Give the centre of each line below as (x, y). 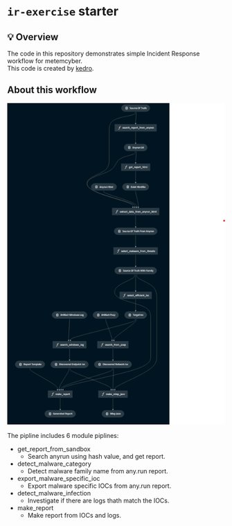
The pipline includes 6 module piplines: (63, 436)
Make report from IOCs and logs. (74, 516)
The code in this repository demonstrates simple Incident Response (104, 53)
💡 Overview (33, 37)
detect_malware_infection (54, 493)
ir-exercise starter (63, 11)
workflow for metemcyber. (45, 61)
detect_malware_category (54, 464)
